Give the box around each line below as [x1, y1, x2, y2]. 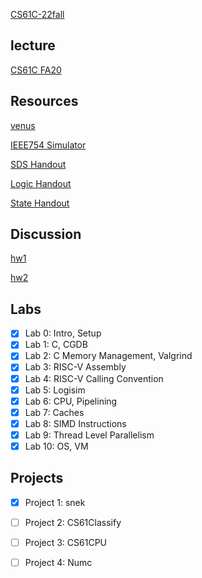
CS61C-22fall [10, 9, 65, 20]
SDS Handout [10, 158, 67, 170]
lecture [10, 37, 56, 54]
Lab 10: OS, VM [24, 440, 89, 452]
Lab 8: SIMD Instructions [24, 417, 127, 429]
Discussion [10, 226, 82, 243]
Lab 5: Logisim [24, 384, 86, 396]
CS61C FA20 [10, 64, 62, 76]
